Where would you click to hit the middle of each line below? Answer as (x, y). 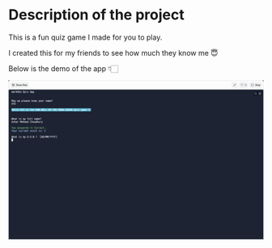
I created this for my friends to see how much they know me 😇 (113, 53)
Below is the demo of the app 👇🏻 (64, 68)
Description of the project (96, 15)
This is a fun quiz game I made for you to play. (85, 37)
